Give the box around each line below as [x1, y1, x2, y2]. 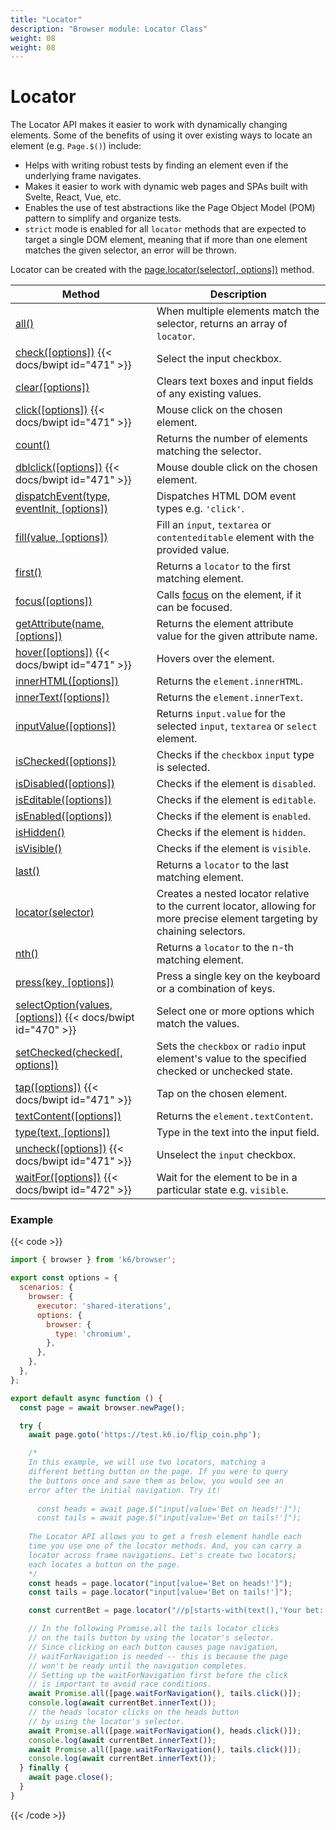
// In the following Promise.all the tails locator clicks [28, 1624, 280, 1634]
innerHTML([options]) [15, 674, 120, 688]
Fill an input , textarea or [156, 518, 272, 532]
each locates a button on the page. [28, 1559, 182, 1570]
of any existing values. [156, 387, 262, 401]
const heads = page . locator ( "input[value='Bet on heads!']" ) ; [28, 1578, 293, 1588]
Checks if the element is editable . [156, 793, 317, 807]
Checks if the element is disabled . [156, 777, 317, 791]
